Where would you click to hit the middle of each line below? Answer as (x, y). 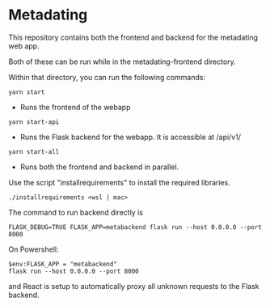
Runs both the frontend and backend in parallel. (99, 167)
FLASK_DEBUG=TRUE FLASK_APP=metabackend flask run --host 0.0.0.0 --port (135, 227)
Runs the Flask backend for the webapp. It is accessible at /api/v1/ (130, 137)
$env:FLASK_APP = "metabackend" (63, 264)
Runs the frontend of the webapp (75, 107)
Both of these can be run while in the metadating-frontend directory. (122, 62)
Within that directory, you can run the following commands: (107, 77)
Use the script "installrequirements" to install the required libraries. (119, 182)
